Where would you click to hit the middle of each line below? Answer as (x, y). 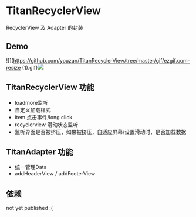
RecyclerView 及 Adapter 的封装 (45, 27)
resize (13, 67)
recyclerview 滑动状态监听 (46, 125)
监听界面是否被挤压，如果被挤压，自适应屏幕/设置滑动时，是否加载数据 (100, 132)
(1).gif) (30, 67)
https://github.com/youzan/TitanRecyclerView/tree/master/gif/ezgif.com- (102, 60)
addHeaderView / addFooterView (55, 174)
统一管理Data (31, 167)
